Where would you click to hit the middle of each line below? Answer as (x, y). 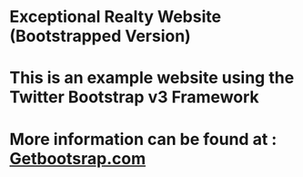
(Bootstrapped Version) (100, 36)
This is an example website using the (152, 78)
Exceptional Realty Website (115, 17)
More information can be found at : (143, 139)
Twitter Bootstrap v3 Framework (134, 97)
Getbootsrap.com (78, 158)
